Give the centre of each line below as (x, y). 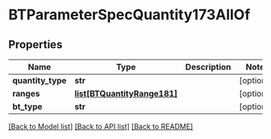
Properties (35, 45)
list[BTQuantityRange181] (126, 94)
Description (208, 67)
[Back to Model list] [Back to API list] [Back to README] (101, 127)
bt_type (27, 106)
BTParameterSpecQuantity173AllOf (129, 15)
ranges (26, 94)
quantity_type (40, 80)
